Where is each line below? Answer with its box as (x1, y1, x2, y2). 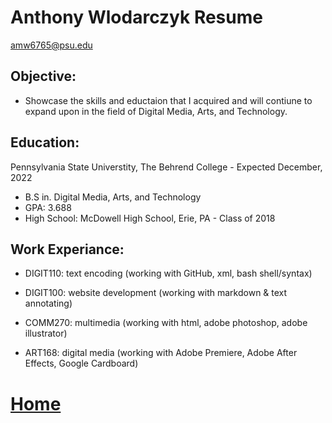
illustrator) (24, 327, 68, 340)
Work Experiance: (10, 241, 125, 258)
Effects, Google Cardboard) (24, 357, 139, 370)
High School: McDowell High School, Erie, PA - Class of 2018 (24, 212, 276, 224)
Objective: (10, 68, 77, 85)
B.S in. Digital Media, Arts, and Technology (24, 191, 202, 203)
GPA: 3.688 (24, 201, 72, 213)
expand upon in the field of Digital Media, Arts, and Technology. (24, 105, 288, 117)
